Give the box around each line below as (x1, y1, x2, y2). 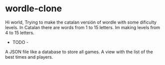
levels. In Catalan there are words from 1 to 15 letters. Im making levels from (5, 24, 161, 30)
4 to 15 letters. (5, 30, 35, 35)
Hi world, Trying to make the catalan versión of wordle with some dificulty (5, 19, 157, 25)
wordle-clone (5, 3, 62, 14)
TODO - (12, 39, 29, 45)
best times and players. (5, 54, 53, 60)
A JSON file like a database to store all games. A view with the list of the (5, 49, 153, 55)
